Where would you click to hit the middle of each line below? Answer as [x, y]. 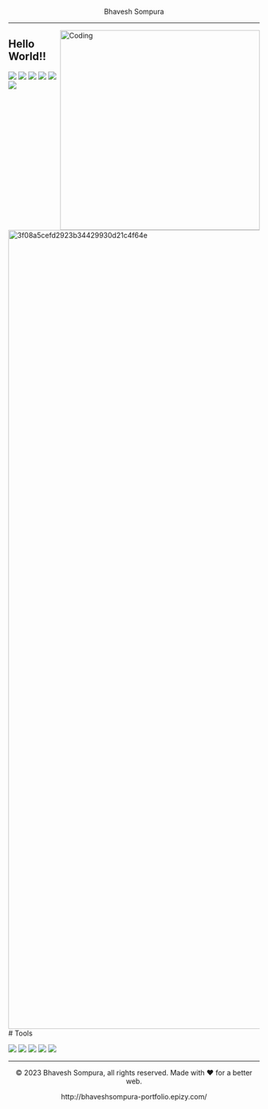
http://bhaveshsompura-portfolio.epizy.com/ [134, 1097]
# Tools [21, 1033]
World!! [27, 56]
